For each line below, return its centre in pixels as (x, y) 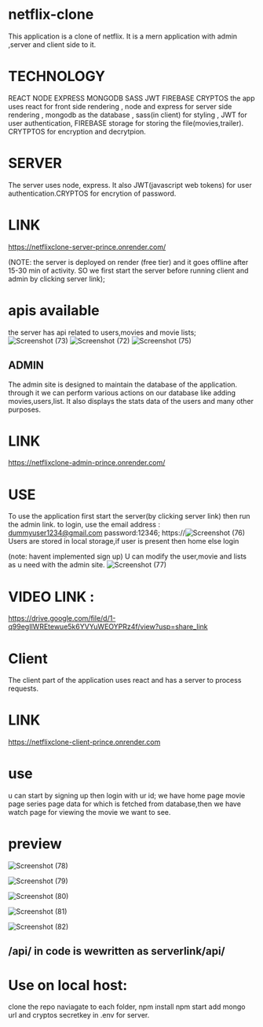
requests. (24, 688)
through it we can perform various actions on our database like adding (122, 392)
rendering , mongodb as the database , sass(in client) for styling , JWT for (128, 115)
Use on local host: (68, 985)
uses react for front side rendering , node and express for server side (120, 106)
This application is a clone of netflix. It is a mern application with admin (123, 36)
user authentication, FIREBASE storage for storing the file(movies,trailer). (126, 123)
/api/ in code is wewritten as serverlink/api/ (117, 951)
